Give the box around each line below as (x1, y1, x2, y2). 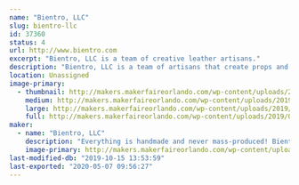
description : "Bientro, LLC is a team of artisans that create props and (9, 63, 289, 72)
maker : (9, 121, 34, 130)
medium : (25, 95, 53, 105)
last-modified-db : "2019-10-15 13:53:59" (9, 153, 166, 163)
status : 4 (9, 37, 46, 47)
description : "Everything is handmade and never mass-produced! (25, 137, 269, 146)
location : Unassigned (9, 71, 90, 80)
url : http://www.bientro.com (9, 46, 117, 55)
